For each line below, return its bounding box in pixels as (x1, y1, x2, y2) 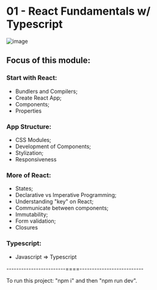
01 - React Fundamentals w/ (6, 4, 151, 18)
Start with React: (6, 73, 57, 82)
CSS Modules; (15, 136, 51, 143)
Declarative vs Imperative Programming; (15, 191, 117, 199)
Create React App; (15, 94, 62, 102)
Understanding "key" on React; (15, 198, 93, 206)
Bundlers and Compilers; (15, 87, 78, 95)
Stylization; (15, 149, 44, 157)
